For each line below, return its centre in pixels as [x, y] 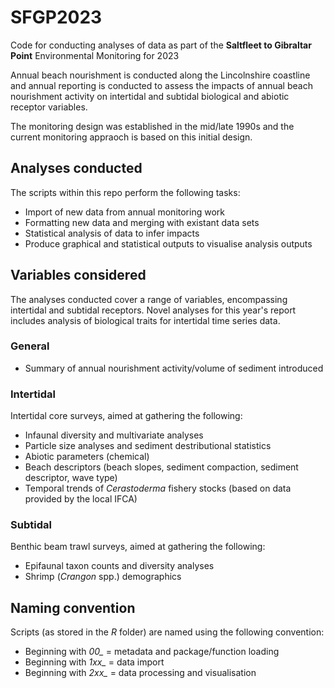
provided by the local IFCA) [81, 499]
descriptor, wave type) [71, 478]
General [30, 346]
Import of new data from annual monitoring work [124, 212]
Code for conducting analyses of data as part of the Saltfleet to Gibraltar [161, 45]
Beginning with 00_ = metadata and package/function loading [152, 652]
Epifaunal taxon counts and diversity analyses [119, 566]
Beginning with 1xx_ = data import [94, 662]
